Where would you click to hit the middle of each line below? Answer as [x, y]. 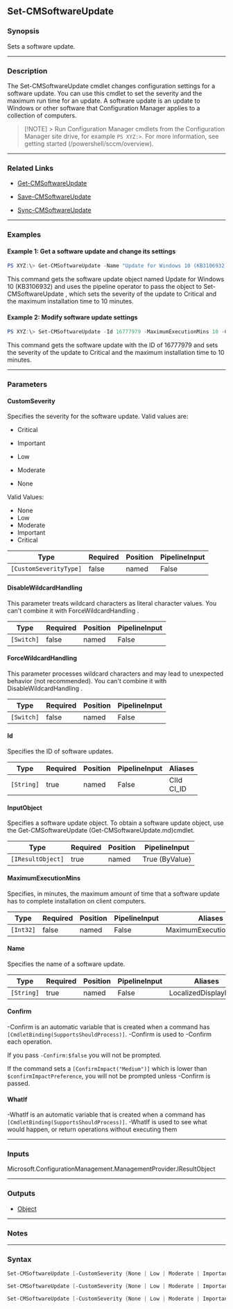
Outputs [21, 1194]
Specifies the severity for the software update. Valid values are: [98, 417]
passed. [19, 1083]
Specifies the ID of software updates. [60, 751]
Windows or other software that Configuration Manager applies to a [104, 108]
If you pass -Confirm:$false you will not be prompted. [84, 1055]
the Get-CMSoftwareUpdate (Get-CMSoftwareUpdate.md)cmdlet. [101, 831]
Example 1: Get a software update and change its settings [92, 251]
